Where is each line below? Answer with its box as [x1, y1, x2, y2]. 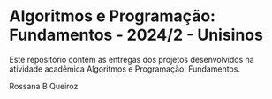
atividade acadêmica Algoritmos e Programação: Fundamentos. [9, 64, 241, 74]
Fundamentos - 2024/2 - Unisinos [9, 25, 263, 45]
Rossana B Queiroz [9, 80, 79, 91]
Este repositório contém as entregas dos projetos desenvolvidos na [9, 54, 254, 65]
